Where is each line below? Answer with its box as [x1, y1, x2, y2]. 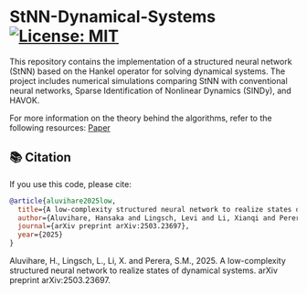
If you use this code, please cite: [9, 178, 132, 189]
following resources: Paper [9, 121, 111, 133]
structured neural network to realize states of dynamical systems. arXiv [9, 265, 279, 276]
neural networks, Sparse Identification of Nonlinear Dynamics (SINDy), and [9, 85, 292, 96]
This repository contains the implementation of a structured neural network [9, 56, 292, 67]
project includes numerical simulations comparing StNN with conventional [9, 75, 288, 86]
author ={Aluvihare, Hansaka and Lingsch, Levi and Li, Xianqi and [17, 213, 276, 223]
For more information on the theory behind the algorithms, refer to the [9, 112, 272, 123]
